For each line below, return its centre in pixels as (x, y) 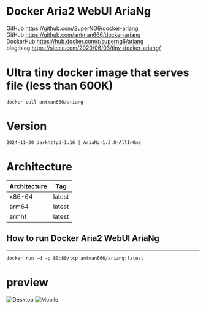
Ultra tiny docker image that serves (98, 73)
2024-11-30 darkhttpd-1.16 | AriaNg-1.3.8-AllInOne (74, 142)
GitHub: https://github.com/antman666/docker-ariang (74, 34)
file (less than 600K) (60, 86)
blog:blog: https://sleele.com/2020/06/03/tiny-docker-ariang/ (84, 48)
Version (27, 126)
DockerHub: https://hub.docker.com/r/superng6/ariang (75, 41)
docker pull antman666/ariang (45, 102)
